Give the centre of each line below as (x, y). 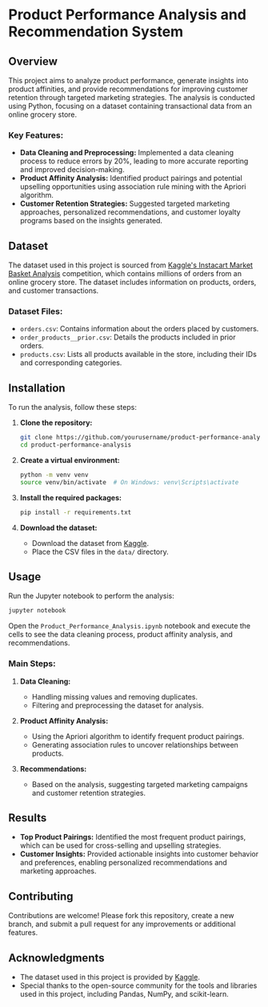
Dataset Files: (36, 311)
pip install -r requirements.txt (76, 512)
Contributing (41, 896)
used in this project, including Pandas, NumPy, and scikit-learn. (124, 994)
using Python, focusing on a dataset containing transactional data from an (130, 106)
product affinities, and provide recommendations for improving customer (128, 89)
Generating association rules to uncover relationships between (135, 744)
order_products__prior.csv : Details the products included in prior (128, 337)
